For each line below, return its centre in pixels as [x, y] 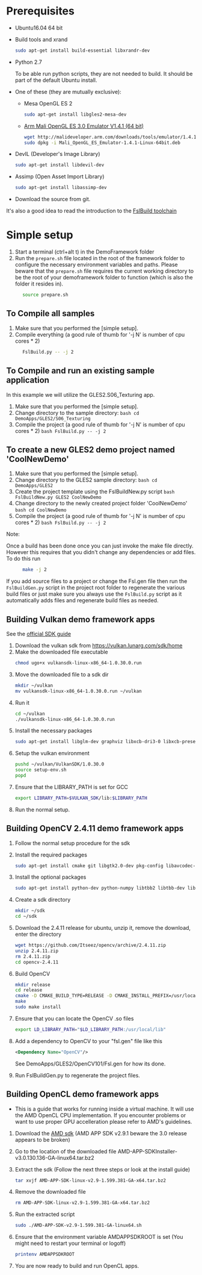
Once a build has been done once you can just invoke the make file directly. [100, 546]
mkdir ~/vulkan [34, 685]
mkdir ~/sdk [30, 911]
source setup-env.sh [41, 770]
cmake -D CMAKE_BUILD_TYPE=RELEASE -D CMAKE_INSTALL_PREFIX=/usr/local [106, 996]
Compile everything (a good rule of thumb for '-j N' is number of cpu [100, 334]
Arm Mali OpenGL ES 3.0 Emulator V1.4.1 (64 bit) [84, 126]
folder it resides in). [39, 284]
